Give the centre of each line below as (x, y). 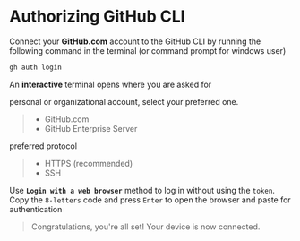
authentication (36, 209)
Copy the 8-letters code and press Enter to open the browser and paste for (150, 200)
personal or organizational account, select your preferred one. (124, 101)
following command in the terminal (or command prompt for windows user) (148, 50)
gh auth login (36, 67)
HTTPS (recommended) (89, 163)
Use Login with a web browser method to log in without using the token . (142, 190)
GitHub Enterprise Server (91, 128)
